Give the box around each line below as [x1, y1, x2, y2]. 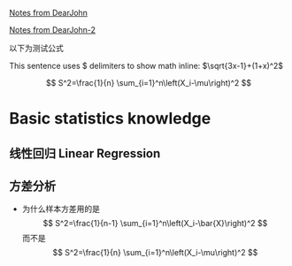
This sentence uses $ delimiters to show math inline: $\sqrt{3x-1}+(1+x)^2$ [9, 61, 284, 71]
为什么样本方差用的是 [21, 203, 100, 215]
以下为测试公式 [9, 43, 64, 53]
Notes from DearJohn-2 [9, 25, 96, 34]
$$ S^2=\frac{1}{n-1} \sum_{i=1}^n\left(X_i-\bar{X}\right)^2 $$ [42, 218, 268, 229]
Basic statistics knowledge [9, 109, 211, 129]
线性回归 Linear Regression [9, 146, 161, 161]
